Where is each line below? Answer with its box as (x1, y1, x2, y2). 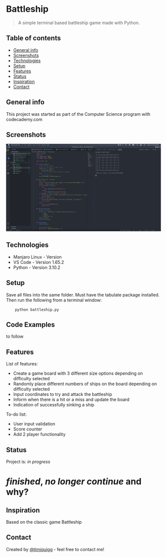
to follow (6, 333, 24, 339)
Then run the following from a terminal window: (6, 297, 102, 303)
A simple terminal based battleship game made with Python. (18, 20, 140, 26)
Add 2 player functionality (13, 431, 66, 437)
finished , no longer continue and (6, 476, 142, 487)
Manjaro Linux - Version (13, 254, 62, 260)
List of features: (6, 361, 38, 367)
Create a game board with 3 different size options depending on (13, 370, 143, 376)
